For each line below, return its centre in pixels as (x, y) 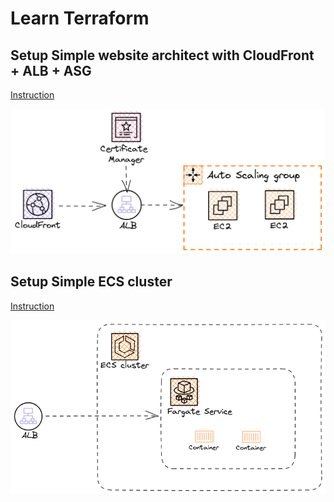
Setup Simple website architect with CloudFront (162, 55)
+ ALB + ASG (51, 70)
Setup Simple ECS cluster (91, 282)
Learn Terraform (80, 18)
